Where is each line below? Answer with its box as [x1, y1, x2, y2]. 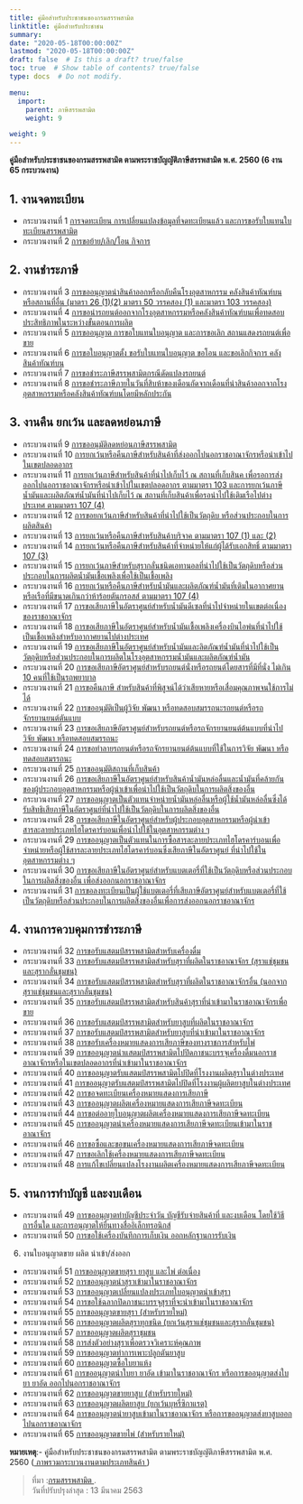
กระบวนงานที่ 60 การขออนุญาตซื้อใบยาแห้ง [22, 1358, 151, 1369]
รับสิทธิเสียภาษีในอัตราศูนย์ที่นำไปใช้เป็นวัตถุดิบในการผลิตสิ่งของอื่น [22, 803, 220, 814]
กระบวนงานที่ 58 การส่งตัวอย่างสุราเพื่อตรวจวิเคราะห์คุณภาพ [22, 1337, 201, 1348]
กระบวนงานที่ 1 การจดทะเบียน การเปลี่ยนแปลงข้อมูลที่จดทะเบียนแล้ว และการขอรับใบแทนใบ [22, 215, 292, 226]
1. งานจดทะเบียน [9, 191, 85, 207]
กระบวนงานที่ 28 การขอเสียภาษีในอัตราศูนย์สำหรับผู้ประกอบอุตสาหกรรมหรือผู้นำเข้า [22, 813, 271, 824]
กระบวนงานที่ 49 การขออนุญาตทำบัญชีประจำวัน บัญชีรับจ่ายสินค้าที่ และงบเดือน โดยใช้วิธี [22, 1210, 285, 1221]
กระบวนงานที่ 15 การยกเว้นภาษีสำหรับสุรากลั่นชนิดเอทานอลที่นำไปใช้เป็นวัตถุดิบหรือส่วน [22, 560, 284, 571]
